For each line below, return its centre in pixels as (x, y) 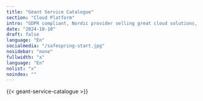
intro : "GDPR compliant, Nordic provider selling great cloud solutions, (102, 23)
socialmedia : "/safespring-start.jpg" (55, 46)
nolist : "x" (21, 68)
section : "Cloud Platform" (41, 18)
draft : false (23, 35)
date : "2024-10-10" (31, 29)
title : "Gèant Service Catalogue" (50, 12)
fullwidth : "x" (26, 57)
